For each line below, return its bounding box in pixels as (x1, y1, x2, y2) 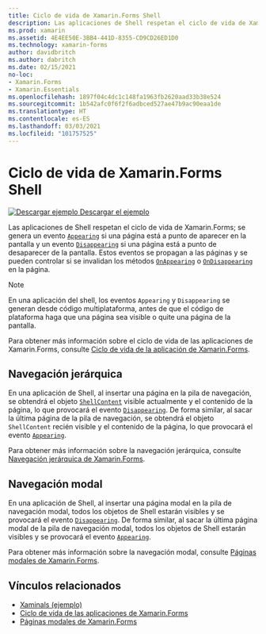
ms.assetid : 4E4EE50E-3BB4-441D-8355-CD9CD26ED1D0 (8, 33, 179, 42)
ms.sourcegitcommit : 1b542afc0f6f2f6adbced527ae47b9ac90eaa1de (8, 100, 222, 108)
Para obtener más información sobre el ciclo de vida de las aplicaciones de (8, 336, 253, 345)
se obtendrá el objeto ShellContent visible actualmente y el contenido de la (8, 397, 253, 406)
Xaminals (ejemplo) (19, 600, 83, 609)
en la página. (8, 264, 51, 274)
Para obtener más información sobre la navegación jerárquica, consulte (8, 446, 241, 455)
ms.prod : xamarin (8, 26, 66, 34)
